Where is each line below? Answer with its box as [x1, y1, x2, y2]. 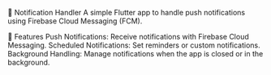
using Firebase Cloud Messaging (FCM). [7, 16, 143, 26]
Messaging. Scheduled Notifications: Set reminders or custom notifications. [7, 40, 260, 50]
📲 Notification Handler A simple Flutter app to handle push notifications [7, 8, 245, 17]
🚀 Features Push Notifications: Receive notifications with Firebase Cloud [7, 32, 249, 41]
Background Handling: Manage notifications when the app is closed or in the [7, 49, 264, 58]
